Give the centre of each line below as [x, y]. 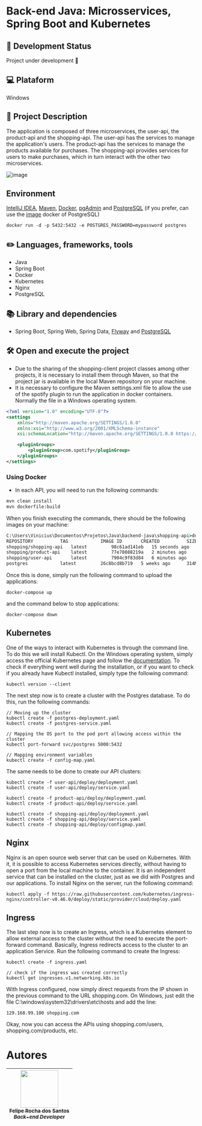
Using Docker [26, 477]
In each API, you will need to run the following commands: [87, 490]
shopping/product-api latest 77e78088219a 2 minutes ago [96, 552]
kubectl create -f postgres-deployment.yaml [63, 718]
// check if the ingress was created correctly [67, 973]
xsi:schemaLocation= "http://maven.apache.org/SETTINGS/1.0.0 [95, 434]
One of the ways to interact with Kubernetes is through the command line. [98, 648]
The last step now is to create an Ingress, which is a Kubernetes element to [99, 932]
